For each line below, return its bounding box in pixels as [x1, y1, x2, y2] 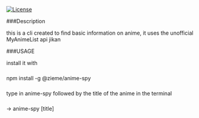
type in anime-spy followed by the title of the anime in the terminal [6, 89, 172, 97]
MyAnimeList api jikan [6, 36, 61, 43]
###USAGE [6, 47, 35, 55]
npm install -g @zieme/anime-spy [6, 74, 91, 82]
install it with [6, 60, 38, 66]
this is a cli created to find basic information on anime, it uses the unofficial [6, 29, 194, 36]
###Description [6, 18, 46, 24]
